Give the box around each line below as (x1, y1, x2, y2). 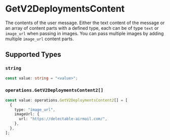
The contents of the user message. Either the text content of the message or (5, 20, 165, 26)
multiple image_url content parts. (5, 36, 74, 42)
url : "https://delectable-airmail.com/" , (18, 116, 108, 121)
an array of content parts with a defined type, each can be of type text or (5, 25, 159, 31)
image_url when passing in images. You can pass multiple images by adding (5, 30, 164, 36)
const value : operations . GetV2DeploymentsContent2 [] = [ (5, 98, 128, 103)
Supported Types (5, 50, 62, 59)
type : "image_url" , (14, 107, 56, 112)
